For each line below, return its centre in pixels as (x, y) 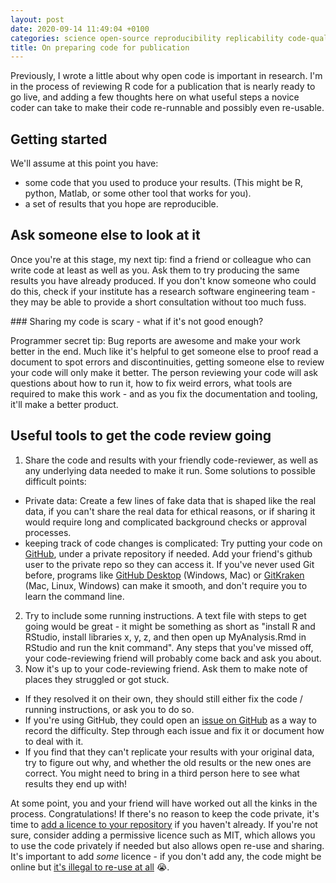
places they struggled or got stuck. (97, 679)
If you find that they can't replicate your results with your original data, (169, 752)
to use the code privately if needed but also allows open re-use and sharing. (167, 845)
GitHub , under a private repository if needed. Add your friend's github (168, 553)
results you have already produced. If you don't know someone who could (163, 280)
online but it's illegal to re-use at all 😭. (90, 867)
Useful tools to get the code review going (141, 436)
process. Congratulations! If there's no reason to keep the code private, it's (165, 813)
